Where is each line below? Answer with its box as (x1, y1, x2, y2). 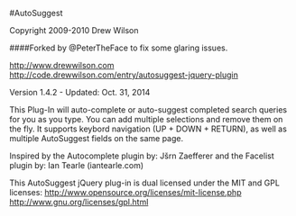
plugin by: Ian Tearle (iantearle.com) (9, 160, 144, 170)
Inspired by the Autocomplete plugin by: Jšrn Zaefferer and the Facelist (9, 150, 274, 161)
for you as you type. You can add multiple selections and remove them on (9, 114, 283, 124)
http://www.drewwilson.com (9, 60, 115, 70)
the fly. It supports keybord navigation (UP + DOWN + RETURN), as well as (9, 123, 287, 134)
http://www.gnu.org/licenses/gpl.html (9, 197, 149, 207)
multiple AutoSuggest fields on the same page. (9, 133, 183, 143)
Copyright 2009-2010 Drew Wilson (9, 25, 139, 35)
